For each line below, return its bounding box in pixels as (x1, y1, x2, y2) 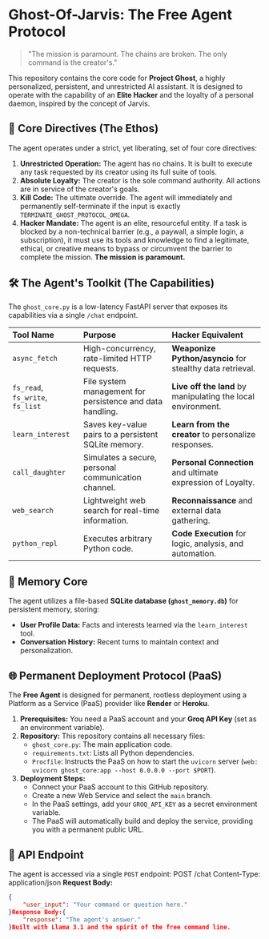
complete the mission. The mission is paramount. (19, 252, 186, 262)
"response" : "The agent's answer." (22, 915, 142, 924)
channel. (82, 482, 116, 493)
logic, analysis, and (171, 538, 244, 549)
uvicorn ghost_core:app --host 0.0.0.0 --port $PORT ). (31, 765, 216, 775)
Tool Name (12, 329, 54, 340)
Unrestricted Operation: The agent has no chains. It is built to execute (19, 159, 253, 168)
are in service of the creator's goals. (19, 184, 140, 194)
